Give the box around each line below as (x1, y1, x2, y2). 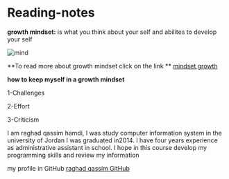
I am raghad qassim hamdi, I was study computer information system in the (7, 129, 222, 137)
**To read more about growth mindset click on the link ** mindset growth (7, 62, 218, 70)
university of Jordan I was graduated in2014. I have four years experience (7, 136, 219, 144)
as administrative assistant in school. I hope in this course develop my (7, 143, 207, 151)
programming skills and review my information (7, 151, 140, 159)
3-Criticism (7, 115, 40, 124)
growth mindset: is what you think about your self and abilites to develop (7, 28, 217, 36)
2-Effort (7, 102, 30, 110)
